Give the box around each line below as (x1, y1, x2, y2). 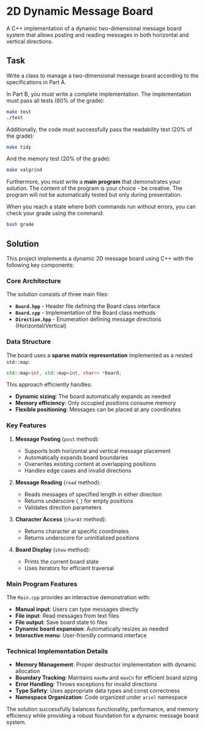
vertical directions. (6, 37, 53, 45)
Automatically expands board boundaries (24, 454, 129, 461)
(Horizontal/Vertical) (15, 322, 67, 329)
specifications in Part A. (6, 78, 67, 85)
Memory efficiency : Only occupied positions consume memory (15, 399, 176, 407)
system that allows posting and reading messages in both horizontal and (6, 31, 189, 38)
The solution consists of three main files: (6, 291, 109, 298)
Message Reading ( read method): (15, 478, 101, 486)
